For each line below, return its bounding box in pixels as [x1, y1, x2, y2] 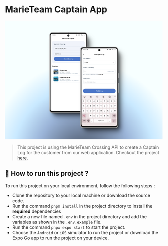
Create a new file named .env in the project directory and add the [12, 213, 147, 219]
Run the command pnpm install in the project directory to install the [12, 203, 153, 209]
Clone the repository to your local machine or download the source [12, 192, 151, 198]
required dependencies [12, 208, 61, 214]
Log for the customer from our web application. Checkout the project [17, 149, 160, 155]
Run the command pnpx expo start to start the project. [12, 224, 126, 230]
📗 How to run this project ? [5, 169, 89, 178]
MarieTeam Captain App [5, 4, 107, 15]
